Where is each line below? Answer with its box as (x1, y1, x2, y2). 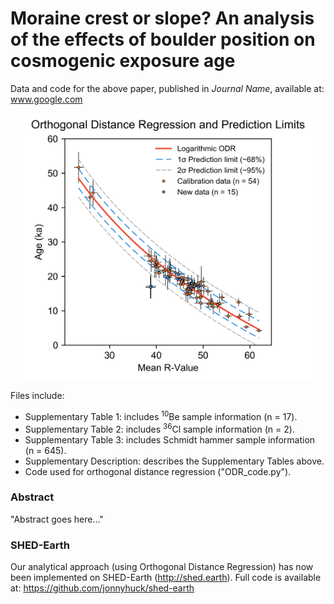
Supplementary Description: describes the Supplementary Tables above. (24, 455, 325, 467)
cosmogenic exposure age (10, 50, 236, 72)
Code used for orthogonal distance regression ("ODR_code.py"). (24, 465, 292, 477)
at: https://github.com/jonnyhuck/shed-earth (10, 582, 195, 594)
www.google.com (10, 93, 83, 105)
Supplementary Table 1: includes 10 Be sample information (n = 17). (24, 409, 298, 422)
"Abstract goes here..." (10, 513, 104, 525)
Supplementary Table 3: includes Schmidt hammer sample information (24, 433, 316, 446)
